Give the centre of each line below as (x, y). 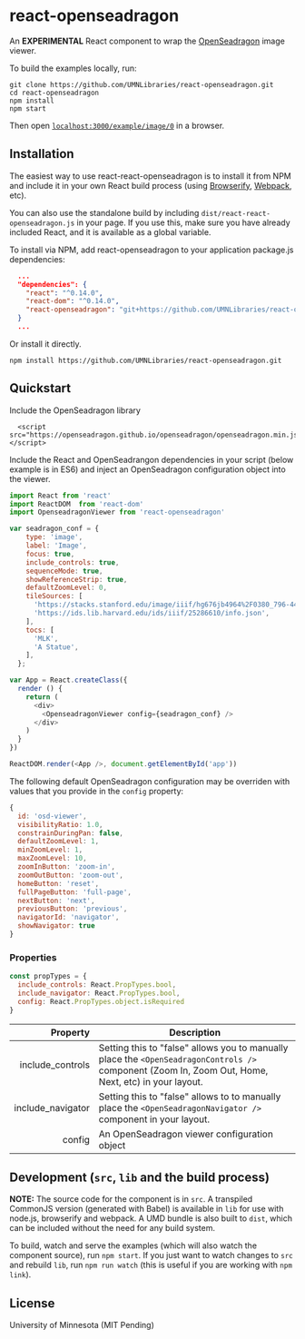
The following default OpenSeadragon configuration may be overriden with (150, 781)
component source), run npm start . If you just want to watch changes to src (151, 1255)
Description (195, 1032)
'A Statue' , (56, 647)
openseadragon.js (42, 223)
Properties (33, 957)
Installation (42, 154)
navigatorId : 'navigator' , (69, 918)
